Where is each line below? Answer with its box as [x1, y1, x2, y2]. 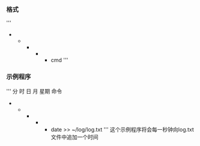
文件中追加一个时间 [50, 133, 98, 141]
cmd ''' [50, 56, 68, 64]
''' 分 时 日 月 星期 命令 [6, 87, 62, 94]
